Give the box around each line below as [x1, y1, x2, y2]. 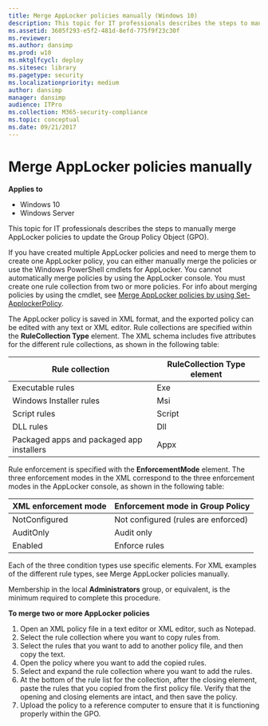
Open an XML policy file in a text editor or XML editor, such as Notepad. [19, 624, 256, 633]
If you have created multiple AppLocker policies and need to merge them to [8, 247, 257, 257]
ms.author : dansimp [8, 42, 73, 50]
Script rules [12, 408, 56, 419]
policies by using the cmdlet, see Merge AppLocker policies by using [8, 289, 235, 300]
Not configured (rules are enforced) [114, 513, 249, 525]
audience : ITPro [8, 101, 62, 109]
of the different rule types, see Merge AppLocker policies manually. [8, 568, 230, 578]
